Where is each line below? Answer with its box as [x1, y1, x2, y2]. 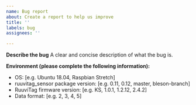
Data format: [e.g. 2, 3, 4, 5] [14, 93, 82, 100]
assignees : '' [6, 30, 41, 36]
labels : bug [6, 24, 35, 31]
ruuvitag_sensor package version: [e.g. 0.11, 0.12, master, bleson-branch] [14, 80, 190, 87]
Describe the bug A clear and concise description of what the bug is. [6, 51, 173, 58]
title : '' [6, 19, 30, 25]
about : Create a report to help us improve [6, 14, 114, 20]
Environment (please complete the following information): [6, 62, 150, 70]
